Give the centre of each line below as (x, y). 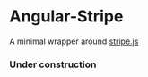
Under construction (53, 64)
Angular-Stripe (66, 17)
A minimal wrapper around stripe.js (74, 41)
